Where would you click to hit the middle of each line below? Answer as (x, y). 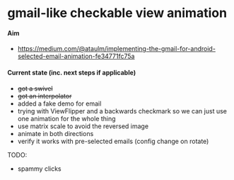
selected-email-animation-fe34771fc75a (76, 56)
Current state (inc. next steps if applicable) (72, 72)
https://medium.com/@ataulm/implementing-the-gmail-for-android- (116, 49)
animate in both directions (55, 133)
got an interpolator (45, 96)
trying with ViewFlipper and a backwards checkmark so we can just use (122, 111)
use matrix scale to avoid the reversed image (83, 126)
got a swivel (35, 88)
